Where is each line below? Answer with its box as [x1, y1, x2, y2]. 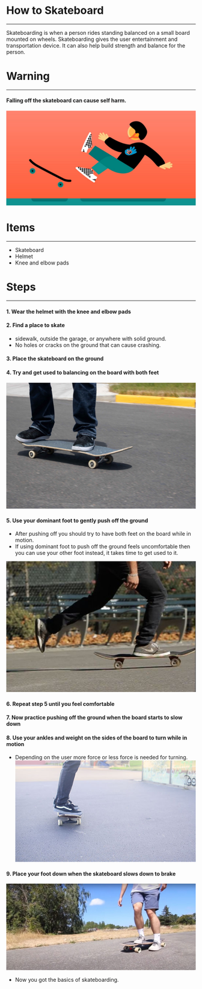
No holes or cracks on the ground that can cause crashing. [14, 341, 161, 349]
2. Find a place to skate [6, 322, 65, 329]
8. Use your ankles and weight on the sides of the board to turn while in [6, 734, 188, 741]
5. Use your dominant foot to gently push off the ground [6, 516, 148, 524]
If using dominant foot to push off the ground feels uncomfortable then [14, 543, 191, 550]
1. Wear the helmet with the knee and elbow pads [6, 308, 131, 315]
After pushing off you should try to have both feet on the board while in [14, 530, 191, 537]
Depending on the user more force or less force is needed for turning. [14, 754, 188, 761]
